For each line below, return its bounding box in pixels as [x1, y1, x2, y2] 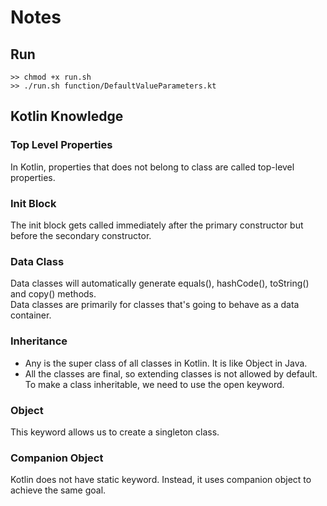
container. [10, 309, 52, 321]
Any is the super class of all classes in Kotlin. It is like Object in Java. [24, 357, 308, 369]
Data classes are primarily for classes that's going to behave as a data [10, 299, 300, 311]
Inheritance [10, 334, 68, 348]
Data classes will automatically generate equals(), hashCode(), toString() [10, 277, 310, 290]
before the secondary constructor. [10, 229, 152, 241]
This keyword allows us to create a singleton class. [10, 426, 220, 438]
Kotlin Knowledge [10, 108, 124, 125]
